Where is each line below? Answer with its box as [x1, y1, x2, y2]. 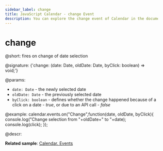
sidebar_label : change [5, 7, 51, 12]
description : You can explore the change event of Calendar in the [5, 16, 145, 21]
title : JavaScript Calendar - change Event [5, 12, 95, 17]
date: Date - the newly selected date [12, 86, 86, 92]
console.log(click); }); [5, 122, 48, 128]
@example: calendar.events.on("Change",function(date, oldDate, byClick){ [5, 111, 154, 117]
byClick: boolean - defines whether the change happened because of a [12, 97, 157, 102]
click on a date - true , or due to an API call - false [12, 102, 111, 108]
